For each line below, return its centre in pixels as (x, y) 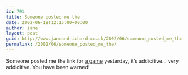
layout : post (22, 33)
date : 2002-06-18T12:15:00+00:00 (47, 22)
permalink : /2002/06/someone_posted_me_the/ (61, 45)
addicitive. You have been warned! (48, 67)
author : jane (22, 28)
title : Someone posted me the (43, 17)
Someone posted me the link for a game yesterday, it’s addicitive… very (93, 61)
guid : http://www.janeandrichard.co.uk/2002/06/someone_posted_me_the (94, 39)
